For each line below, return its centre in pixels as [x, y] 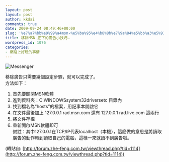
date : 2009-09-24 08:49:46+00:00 [40, 29]
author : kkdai [20, 19]
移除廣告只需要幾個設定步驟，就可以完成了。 [52, 76]
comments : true [21, 24]
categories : [18, 47]
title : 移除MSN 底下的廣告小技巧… [37, 38]
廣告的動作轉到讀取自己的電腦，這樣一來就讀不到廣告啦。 [72, 138]
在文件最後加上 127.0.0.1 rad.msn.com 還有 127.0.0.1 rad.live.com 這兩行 [86, 112]
